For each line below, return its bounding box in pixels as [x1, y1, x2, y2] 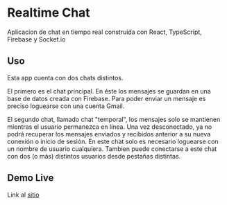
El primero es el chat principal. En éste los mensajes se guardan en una [7, 87, 211, 95]
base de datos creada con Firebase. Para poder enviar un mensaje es [7, 94, 206, 102]
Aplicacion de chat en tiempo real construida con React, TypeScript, [7, 28, 203, 36]
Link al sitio [7, 190, 40, 199]
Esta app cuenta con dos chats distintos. [7, 73, 124, 82]
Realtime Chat [7, 5, 90, 21]
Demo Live [7, 172, 54, 184]
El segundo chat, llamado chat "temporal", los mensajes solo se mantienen [7, 115, 221, 123]
